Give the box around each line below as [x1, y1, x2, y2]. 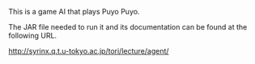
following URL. [8, 31, 57, 40]
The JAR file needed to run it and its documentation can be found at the [8, 22, 248, 31]
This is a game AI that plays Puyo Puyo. [8, 7, 140, 16]
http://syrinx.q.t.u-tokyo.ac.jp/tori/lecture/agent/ [8, 46, 169, 55]
